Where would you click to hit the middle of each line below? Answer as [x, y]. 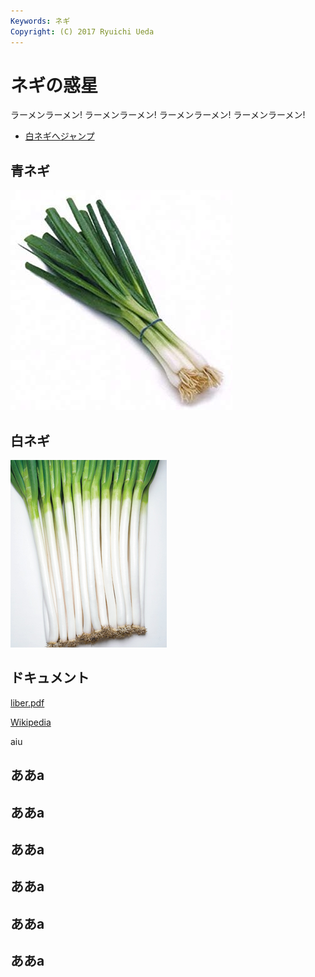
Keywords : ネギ [40, 21]
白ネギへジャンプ [59, 136]
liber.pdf [27, 702]
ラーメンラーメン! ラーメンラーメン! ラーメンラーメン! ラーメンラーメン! [158, 115]
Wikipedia [31, 722]
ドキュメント [50, 678]
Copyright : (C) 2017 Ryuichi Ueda [82, 31]
